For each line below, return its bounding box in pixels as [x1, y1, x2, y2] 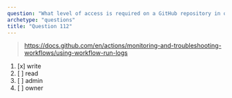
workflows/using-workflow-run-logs [23, 49, 128, 57]
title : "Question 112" [7, 23, 72, 29]
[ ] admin [17, 77, 43, 85]
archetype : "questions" [7, 16, 76, 23]
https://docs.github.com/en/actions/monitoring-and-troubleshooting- [23, 42, 222, 50]
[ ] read [17, 69, 39, 77]
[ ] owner [17, 84, 43, 93]
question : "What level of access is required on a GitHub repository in [7, 10, 221, 17]
